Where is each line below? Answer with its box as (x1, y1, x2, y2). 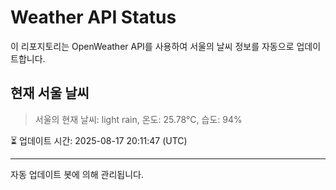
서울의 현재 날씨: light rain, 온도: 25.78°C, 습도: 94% (34, 113, 243, 125)
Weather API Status (10, 6, 177, 29)
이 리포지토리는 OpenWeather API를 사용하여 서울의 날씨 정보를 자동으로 (10, 40, 295, 52)
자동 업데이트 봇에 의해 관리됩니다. (10, 168, 144, 180)
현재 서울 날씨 (10, 85, 90, 102)
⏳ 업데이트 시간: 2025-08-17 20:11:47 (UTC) (10, 134, 188, 146)
